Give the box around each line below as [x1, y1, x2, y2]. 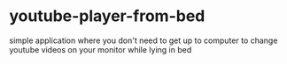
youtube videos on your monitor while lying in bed [9, 44, 192, 54]
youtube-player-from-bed [9, 6, 206, 26]
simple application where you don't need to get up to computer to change [9, 35, 278, 46]
